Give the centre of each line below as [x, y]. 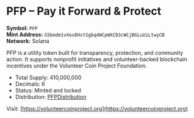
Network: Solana [28, 41]
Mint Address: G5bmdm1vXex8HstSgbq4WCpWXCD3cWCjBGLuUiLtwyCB [85, 34]
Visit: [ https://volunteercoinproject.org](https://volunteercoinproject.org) [97, 108]
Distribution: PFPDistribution [51, 97]
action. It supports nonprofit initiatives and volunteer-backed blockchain [97, 59]
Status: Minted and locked [48, 90]
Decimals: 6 [30, 84]
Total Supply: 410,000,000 [48, 77]
